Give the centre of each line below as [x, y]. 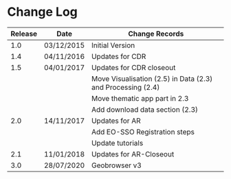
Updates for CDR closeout [134, 67]
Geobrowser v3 [117, 165]
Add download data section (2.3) [145, 109]
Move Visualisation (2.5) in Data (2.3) [152, 78]
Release [24, 34]
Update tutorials [118, 143]
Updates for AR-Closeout [133, 154]
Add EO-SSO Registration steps [143, 132]
